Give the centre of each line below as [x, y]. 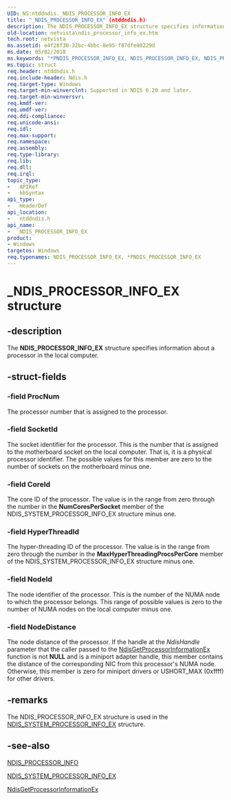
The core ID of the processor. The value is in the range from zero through [111, 499]
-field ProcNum [33, 397]
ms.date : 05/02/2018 [37, 52]
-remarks [27, 700]
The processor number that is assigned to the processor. [88, 412]
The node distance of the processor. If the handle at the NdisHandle [104, 642]
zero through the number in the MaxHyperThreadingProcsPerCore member [115, 554]
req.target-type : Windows [44, 84]
